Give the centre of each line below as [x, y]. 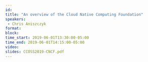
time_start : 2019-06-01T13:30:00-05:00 [47, 38]
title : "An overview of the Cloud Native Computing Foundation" [74, 14]
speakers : [16, 19]
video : [12, 47]
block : [12, 33]
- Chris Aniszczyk [27, 24]
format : [13, 28]
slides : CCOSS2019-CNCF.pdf [35, 51]
